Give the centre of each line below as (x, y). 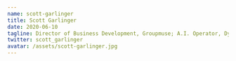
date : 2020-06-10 (33, 27)
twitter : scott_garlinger (45, 40)
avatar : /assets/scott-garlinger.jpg (63, 46)
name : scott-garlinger (40, 14)
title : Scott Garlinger (42, 20)
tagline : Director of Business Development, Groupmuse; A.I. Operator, (114, 33)
